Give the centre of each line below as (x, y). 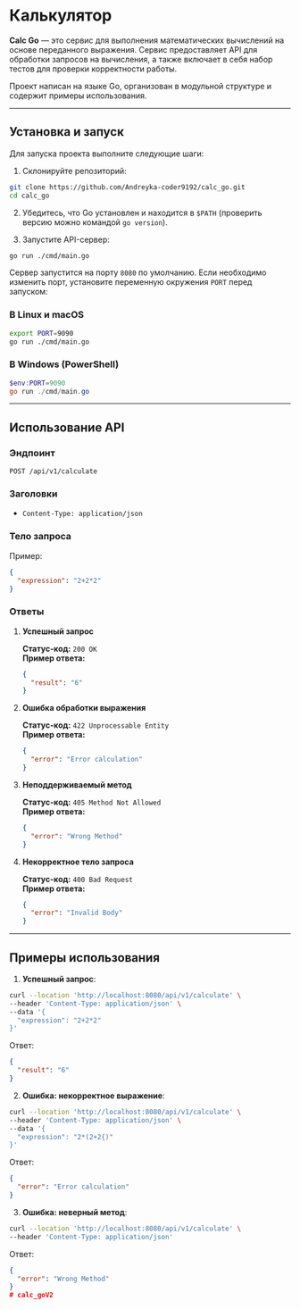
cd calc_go (29, 196)
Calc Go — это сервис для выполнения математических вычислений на (147, 40)
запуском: (29, 292)
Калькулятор (61, 16)
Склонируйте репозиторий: (74, 171)
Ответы (27, 612)
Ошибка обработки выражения (84, 708)
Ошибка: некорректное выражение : (93, 1096)
